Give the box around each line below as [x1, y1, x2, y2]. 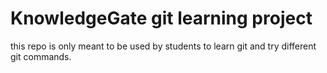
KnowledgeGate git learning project [10, 7, 313, 30]
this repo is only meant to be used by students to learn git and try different [10, 40, 317, 52]
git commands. [10, 50, 72, 62]
